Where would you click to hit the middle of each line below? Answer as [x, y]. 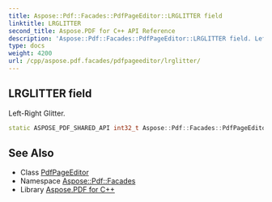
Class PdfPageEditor [54, 173]
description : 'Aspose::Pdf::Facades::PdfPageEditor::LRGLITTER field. [130, 38]
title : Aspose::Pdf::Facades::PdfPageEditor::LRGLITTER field [115, 16]
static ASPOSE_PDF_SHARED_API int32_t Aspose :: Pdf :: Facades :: [115, 128]
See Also [31, 153]
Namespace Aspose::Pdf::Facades [78, 181]
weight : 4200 [30, 53]
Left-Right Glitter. [37, 113]
